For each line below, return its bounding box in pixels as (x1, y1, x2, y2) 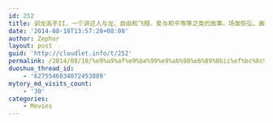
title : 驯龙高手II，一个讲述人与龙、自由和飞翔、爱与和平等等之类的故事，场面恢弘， (8, 19, 259, 28)
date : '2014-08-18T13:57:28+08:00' (8, 27, 129, 35)
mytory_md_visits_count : (8, 79, 93, 87)
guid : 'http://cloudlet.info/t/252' (8, 49, 132, 57)
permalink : (8, 57, 45, 66)
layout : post (8, 42, 53, 50)
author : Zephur (8, 34, 60, 43)
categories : (8, 95, 49, 103)
